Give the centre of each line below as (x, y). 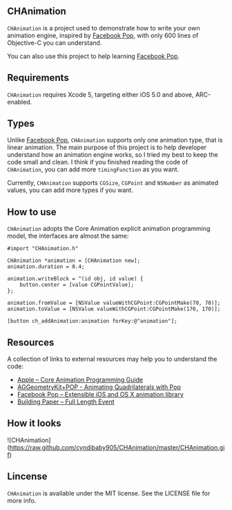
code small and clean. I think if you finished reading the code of (98, 162)
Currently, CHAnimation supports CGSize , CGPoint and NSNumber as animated (113, 183)
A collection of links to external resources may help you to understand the (112, 359)
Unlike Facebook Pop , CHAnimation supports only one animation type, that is (115, 140)
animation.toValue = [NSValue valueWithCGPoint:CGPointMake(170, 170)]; (114, 309)
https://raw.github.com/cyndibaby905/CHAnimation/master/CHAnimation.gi (117, 447)
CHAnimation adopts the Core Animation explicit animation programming (109, 229)
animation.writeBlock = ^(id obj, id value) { (75, 279)
